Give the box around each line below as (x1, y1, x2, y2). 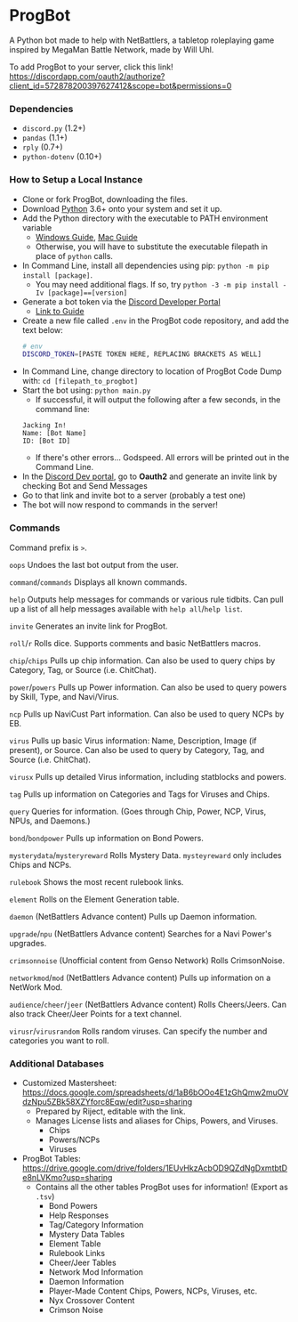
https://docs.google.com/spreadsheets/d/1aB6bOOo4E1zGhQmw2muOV (21, 1087, 289, 1098)
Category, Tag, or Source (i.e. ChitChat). (9, 664, 157, 675)
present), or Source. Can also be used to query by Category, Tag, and (9, 744, 265, 755)
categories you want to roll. (9, 1034, 109, 1046)
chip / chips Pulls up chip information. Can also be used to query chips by (9, 655, 276, 666)
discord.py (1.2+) (21, 123, 86, 134)
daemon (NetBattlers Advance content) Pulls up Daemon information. (9, 911, 258, 921)
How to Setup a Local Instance (9, 174, 143, 186)
